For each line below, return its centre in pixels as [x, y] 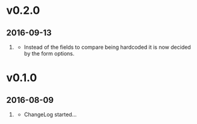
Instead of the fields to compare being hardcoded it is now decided [107, 47]
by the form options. [49, 54]
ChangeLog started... [50, 114]
